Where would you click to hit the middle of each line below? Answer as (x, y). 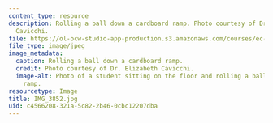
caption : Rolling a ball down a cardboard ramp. (100, 61)
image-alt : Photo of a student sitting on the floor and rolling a (132, 76)
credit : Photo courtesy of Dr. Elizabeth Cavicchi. (105, 69)
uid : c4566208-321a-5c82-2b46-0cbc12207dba (83, 106)
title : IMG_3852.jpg (43, 99)
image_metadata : (36, 53)
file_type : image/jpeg (47, 46)
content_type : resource (49, 16)
